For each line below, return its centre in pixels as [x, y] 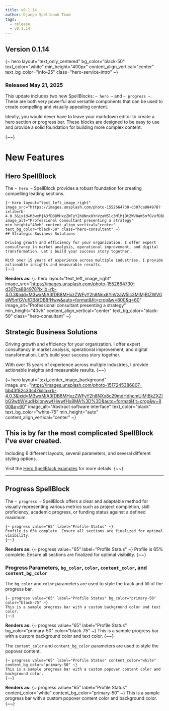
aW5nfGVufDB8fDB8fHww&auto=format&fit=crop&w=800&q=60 [72, 300]
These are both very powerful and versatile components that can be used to [84, 101]
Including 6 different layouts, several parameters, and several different [78, 453]
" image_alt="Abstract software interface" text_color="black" [88, 407]
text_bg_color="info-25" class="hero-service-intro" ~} [62, 72]
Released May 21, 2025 [34, 85]
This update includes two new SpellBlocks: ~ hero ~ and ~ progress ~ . [78, 96]
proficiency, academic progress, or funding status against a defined [75, 512]
